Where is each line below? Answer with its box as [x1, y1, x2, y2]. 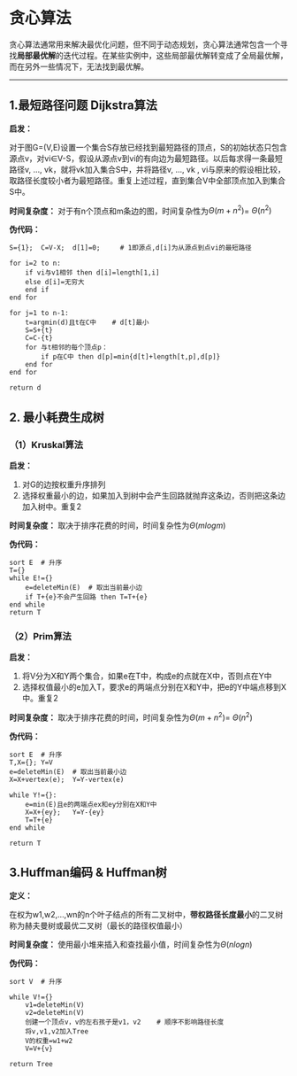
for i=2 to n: [9, 259, 62, 268]
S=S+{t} [25, 326, 53, 335]
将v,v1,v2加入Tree [25, 1026, 89, 1036]
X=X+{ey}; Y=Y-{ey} [25, 808, 104, 817]
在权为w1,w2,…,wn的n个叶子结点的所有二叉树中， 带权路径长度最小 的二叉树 [9, 909, 284, 919]
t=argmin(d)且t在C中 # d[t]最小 [25, 318, 149, 328]
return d [9, 383, 42, 392]
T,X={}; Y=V [9, 758, 53, 767]
